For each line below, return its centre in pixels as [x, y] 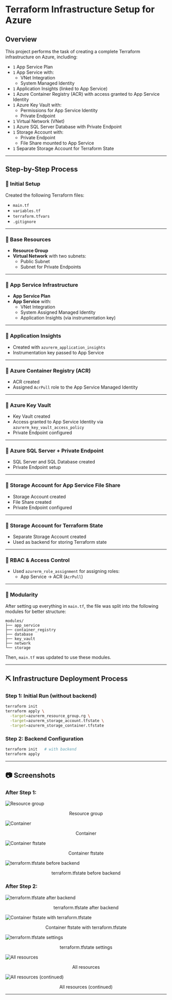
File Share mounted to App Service [57, 143]
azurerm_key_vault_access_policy [48, 428]
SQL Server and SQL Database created [54, 462]
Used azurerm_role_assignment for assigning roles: [66, 571]
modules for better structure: [36, 611]
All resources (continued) [86, 987]
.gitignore [24, 222]
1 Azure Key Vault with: [37, 105]
